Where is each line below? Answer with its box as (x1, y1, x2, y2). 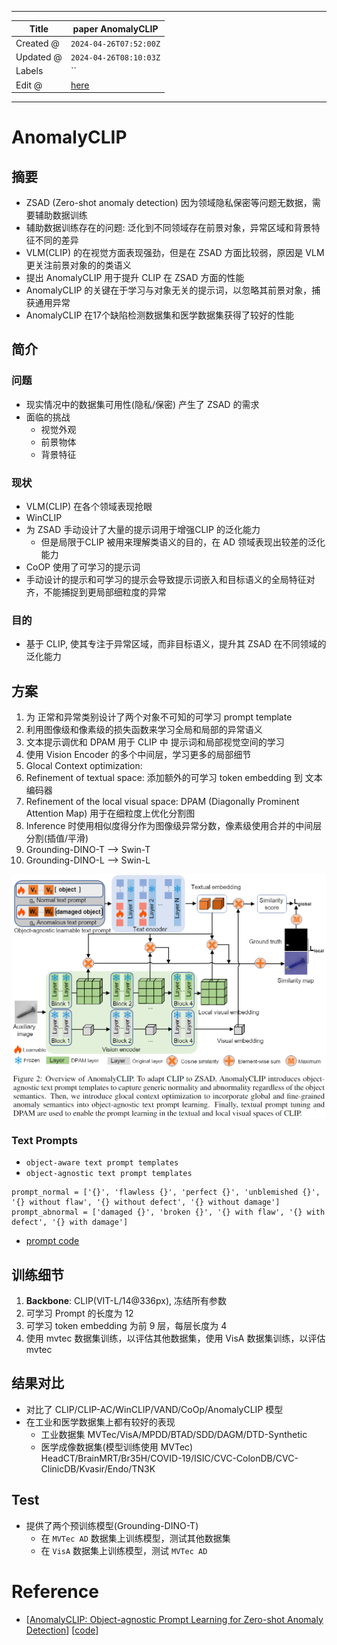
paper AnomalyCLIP (72, 22, 159, 35)
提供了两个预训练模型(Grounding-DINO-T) (25, 1519, 199, 1531)
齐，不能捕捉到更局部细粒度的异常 (25, 586, 167, 598)
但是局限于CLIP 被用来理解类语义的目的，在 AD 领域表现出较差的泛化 (40, 536, 326, 548)
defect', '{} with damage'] (11, 1217, 129, 1228)
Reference (11, 1580, 99, 1603)
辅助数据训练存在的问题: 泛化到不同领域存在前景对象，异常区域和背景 (25, 222, 312, 233)
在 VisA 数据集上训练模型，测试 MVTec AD (40, 1544, 208, 1556)
